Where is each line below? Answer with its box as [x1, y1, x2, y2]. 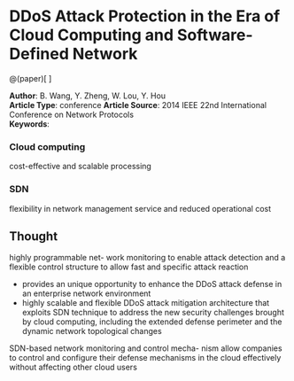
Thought [9, 229, 58, 244]
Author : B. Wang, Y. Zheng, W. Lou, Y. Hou [9, 90, 166, 101]
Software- [176, 25, 254, 45]
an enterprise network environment [21, 288, 151, 299]
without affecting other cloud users [9, 362, 137, 373]
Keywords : [9, 118, 50, 129]
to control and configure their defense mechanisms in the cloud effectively [9, 353, 282, 363]
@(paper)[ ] [9, 73, 52, 83]
